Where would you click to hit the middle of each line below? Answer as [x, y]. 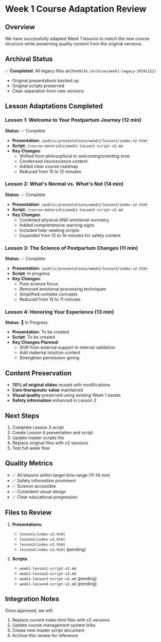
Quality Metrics [29, 463]
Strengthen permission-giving [49, 358]
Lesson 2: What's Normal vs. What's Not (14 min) [64, 184]
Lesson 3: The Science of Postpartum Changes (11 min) [72, 248]
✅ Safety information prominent [44, 480]
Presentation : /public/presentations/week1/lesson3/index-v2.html [80, 268]
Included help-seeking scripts [49, 230]
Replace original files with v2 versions [50, 443]
